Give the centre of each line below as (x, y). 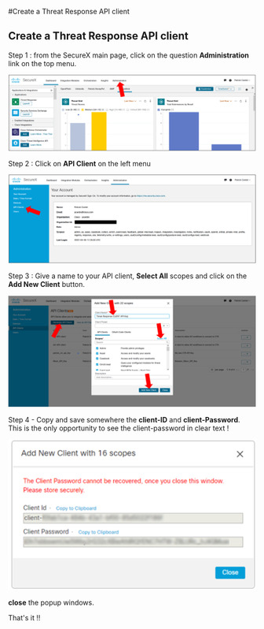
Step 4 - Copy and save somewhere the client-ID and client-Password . (125, 419)
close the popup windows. (51, 603)
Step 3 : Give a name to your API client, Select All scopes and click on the (128, 276)
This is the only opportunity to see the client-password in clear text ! (119, 428)
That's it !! (24, 618)
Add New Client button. (46, 285)
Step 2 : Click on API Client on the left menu (79, 163)
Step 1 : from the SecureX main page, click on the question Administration (129, 55)
